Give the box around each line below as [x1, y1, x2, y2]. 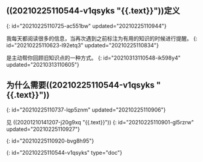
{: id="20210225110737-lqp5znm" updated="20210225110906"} [6, 106, 166, 113]
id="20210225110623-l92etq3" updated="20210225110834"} [6, 41, 159, 49]
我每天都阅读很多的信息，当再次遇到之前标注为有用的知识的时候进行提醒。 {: [6, 35, 198, 42]
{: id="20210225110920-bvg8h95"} [6, 137, 95, 144]
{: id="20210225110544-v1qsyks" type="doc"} [6, 149, 122, 156]
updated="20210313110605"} [6, 61, 80, 68]
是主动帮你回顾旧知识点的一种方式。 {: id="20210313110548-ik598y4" [6, 54, 181, 61]
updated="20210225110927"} [6, 125, 80, 132]
